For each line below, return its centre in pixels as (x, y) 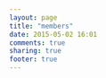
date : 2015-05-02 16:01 (53, 34)
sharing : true (36, 51)
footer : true (33, 59)
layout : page (33, 17)
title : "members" (41, 26)
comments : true (37, 43)
